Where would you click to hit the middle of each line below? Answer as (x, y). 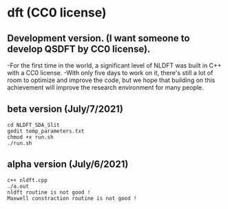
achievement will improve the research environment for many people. (106, 87)
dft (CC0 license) (57, 13)
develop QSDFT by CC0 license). (79, 49)
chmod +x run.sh (30, 137)
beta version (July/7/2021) (65, 109)
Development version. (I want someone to (99, 38)
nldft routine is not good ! (49, 192)
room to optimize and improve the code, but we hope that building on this (111, 80)
